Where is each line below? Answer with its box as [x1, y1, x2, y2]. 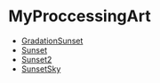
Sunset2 [20, 54, 52, 64]
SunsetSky [20, 64, 61, 74]
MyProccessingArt [8, 6, 152, 26]
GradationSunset [20, 35, 84, 46]
